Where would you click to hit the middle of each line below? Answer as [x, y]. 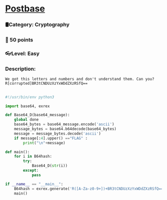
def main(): [17, 152]
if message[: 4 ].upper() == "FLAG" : [51, 138]
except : [31, 171]
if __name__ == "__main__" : [34, 184]
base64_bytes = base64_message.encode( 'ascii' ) [64, 124]
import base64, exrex [28, 106]
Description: [20, 69]
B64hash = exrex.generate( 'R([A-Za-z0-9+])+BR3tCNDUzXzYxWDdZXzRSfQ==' [90, 189]
